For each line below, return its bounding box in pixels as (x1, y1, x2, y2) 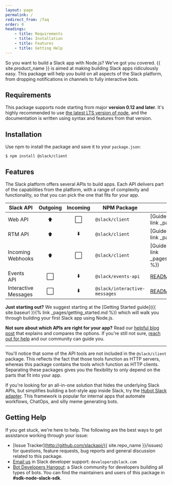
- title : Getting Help (14, 46, 63, 51)
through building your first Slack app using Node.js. (5, 315, 114, 321)
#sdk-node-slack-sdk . (12, 475, 62, 481)
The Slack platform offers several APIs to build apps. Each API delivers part (5, 181, 164, 187)
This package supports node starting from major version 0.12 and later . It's (5, 104, 164, 111)
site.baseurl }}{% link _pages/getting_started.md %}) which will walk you (5, 309, 159, 315)
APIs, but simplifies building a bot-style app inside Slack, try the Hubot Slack (5, 388, 167, 394)
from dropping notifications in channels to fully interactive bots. (5, 76, 139, 82)
